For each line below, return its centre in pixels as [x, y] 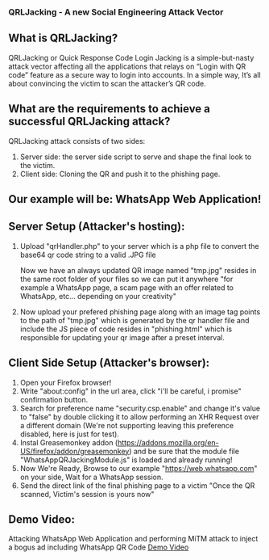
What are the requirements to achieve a [110, 109]
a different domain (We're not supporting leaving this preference [127, 425]
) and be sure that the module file [184, 451]
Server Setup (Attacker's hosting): [97, 227]
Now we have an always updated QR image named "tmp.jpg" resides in [138, 270]
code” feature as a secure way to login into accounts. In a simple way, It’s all [134, 74]
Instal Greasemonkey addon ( [69, 442]
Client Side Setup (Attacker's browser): [109, 363]
